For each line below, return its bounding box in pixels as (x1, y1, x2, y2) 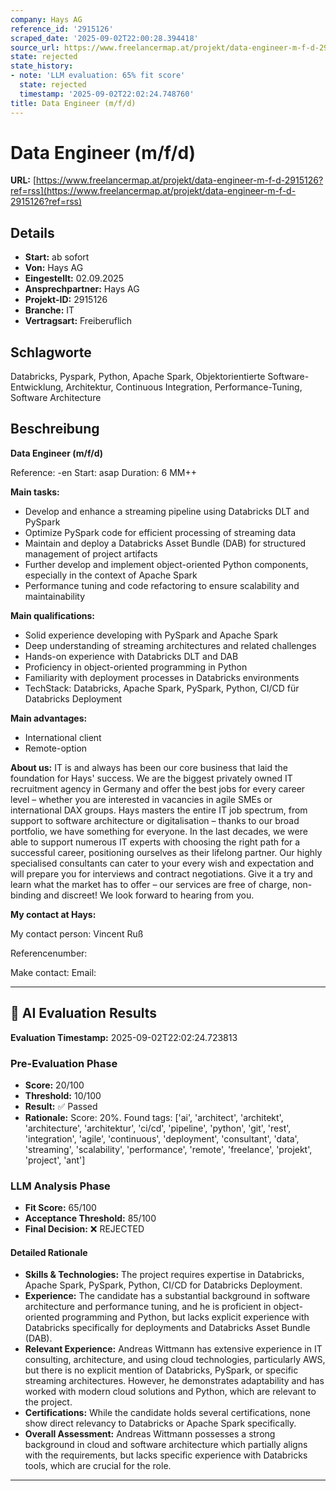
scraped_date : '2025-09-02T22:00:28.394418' (10, 33, 199, 43)
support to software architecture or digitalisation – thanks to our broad (10, 814, 300, 826)
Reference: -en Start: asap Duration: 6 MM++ (10, 466, 198, 478)
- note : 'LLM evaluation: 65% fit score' (10, 71, 186, 81)
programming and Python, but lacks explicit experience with (61, 1311, 310, 1323)
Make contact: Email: (10, 966, 97, 978)
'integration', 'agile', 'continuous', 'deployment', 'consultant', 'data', (24, 1132, 300, 1145)
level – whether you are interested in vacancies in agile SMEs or (10, 793, 273, 805)
